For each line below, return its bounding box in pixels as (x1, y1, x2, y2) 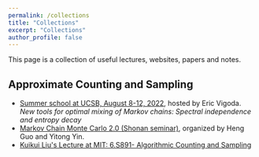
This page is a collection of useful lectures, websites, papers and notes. (8, 55, 242, 64)
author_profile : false (8, 33, 83, 42)
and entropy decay (19, 115, 82, 125)
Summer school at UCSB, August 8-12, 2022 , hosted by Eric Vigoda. (19, 99, 242, 108)
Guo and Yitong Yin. (19, 132, 85, 141)
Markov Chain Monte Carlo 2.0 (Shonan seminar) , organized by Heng (19, 123, 245, 133)
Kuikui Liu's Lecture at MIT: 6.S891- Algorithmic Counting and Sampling (19, 141, 252, 150)
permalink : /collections (8, 11, 90, 20)
